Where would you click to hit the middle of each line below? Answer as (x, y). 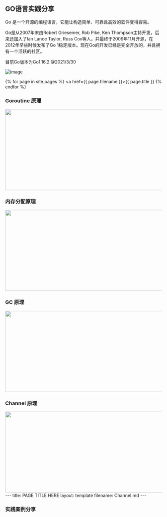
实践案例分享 (21, 509)
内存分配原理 (21, 202)
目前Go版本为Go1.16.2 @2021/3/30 (41, 62)
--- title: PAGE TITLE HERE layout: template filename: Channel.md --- (76, 495)
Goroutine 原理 (23, 100)
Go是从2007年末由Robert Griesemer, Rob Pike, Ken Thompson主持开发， (80, 32)
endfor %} (16, 87)
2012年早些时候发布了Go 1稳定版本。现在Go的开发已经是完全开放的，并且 (81, 45)
